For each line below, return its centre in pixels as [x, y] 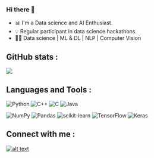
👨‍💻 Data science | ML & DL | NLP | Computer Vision [78, 38]
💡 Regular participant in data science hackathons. [76, 32]
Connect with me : [41, 134]
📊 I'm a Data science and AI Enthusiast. [64, 23]
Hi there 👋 [21, 10]
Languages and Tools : [49, 90]
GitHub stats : [32, 57]
